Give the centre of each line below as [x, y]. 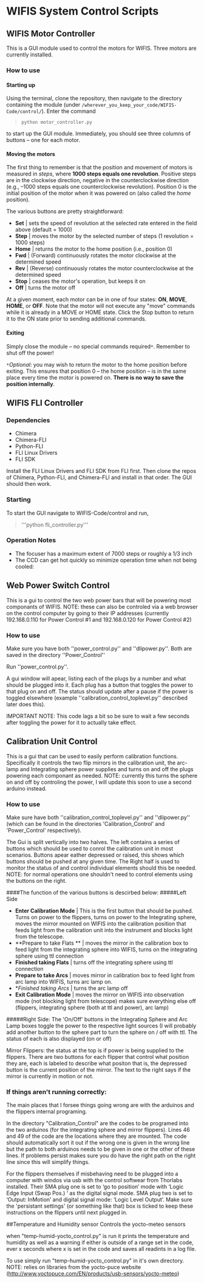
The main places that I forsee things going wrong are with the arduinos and [100, 1105]
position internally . [31, 384]
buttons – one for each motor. [43, 140]
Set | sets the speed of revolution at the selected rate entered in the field [106, 223]
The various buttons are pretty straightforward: [65, 211]
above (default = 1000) [44, 230]
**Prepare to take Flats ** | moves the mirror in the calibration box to [102, 943]
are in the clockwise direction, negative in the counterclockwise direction [98, 180]
